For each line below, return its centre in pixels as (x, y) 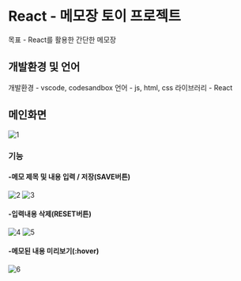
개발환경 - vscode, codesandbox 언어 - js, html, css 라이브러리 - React (120, 87)
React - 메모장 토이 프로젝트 (95, 16)
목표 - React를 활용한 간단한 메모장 (62, 40)
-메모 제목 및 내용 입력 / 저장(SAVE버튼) (70, 177)
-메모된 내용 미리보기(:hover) (54, 251)
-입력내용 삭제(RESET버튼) (50, 214)
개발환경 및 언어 (44, 67)
